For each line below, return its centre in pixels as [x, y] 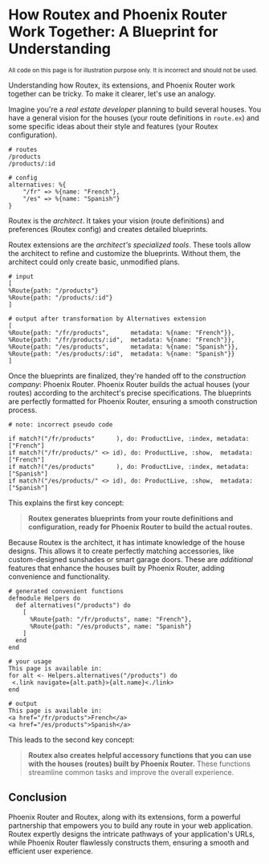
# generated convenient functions [66, 591]
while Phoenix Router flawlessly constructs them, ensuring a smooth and [129, 842]
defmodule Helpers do [45, 598]
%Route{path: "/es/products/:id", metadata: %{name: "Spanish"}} [122, 354]
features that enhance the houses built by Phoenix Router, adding [116, 568]
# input [21, 276]
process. [23, 410]
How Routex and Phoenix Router [118, 15]
